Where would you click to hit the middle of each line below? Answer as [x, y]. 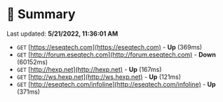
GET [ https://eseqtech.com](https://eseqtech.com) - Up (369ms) [109, 47]
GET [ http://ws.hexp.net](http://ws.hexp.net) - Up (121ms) [99, 77]
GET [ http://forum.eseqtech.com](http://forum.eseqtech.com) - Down [116, 54]
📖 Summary [41, 14]
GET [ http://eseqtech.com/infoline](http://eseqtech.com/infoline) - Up [116, 84]
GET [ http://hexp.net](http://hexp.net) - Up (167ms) [89, 69]
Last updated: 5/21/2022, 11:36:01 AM [62, 34]
